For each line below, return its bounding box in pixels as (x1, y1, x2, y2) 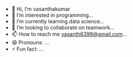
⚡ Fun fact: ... (11, 45, 44, 52)
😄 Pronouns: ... (11, 39, 50, 46)
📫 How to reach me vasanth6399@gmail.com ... (11, 31, 127, 37)
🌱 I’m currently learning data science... (11, 18, 105, 24)
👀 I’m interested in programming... (11, 12, 93, 19)
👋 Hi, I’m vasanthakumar (11, 6, 71, 12)
